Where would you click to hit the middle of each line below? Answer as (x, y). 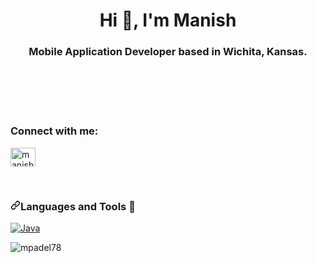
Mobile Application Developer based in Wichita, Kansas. (168, 52)
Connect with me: (54, 131)
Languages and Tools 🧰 (78, 206)
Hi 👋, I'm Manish (168, 20)
